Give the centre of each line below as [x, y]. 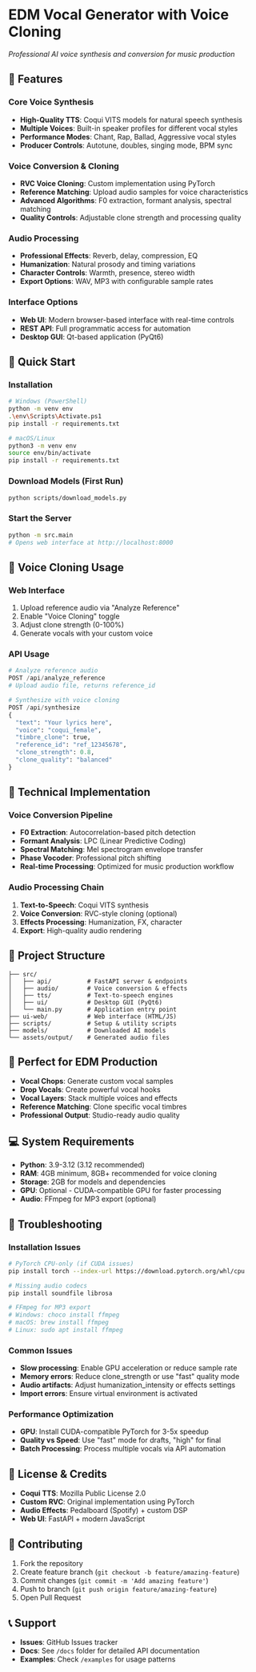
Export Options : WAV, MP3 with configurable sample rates [116, 282]
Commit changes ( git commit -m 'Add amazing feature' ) [114, 1581]
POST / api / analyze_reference [57, 678]
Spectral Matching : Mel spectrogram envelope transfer [111, 850]
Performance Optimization [61, 1414]
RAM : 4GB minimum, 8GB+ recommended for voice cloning [118, 1174]
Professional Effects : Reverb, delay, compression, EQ [109, 256]
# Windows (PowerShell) [48, 402]
